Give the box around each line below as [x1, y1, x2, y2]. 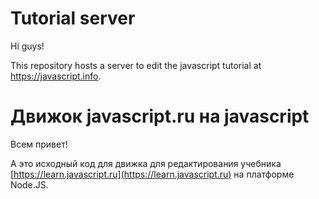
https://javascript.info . [10, 70, 102, 82]
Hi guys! [10, 40, 45, 52]
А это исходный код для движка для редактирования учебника [10, 157, 282, 169]
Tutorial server [10, 7, 136, 30]
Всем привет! [10, 138, 68, 150]
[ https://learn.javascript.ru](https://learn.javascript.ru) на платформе [10, 168, 295, 180]
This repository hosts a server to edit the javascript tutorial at [10, 59, 262, 71]
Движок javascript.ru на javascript [10, 105, 310, 128]
